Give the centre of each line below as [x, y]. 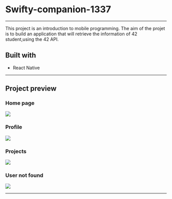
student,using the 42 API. [32, 39]
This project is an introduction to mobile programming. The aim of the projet [85, 28]
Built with [21, 56]
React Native [26, 68]
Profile [14, 127]
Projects [16, 151]
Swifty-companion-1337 [58, 9]
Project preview [31, 89]
